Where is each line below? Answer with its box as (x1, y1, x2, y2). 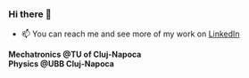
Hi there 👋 (8, 8, 53, 20)
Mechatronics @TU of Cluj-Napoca (8, 49, 142, 60)
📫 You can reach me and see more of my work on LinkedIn (21, 28, 240, 39)
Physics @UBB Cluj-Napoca (8, 58, 115, 69)
